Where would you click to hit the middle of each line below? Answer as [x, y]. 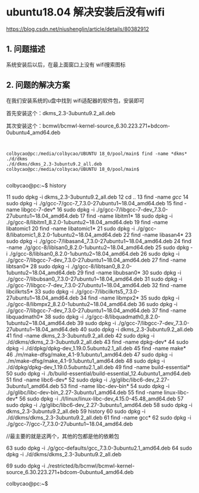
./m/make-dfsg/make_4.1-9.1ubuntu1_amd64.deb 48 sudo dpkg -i [86, 361]
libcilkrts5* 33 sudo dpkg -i [40, 291]
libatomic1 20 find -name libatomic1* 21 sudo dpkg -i [71, 228]
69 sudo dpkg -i [26, 466]
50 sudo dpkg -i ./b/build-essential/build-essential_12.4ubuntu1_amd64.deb [99, 373]
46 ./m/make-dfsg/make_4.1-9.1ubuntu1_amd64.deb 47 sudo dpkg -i [90, 354]
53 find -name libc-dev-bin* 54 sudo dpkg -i [115, 386]
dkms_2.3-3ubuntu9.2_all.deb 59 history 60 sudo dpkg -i [76, 411]
